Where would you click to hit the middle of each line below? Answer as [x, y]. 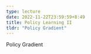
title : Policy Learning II [39, 22]
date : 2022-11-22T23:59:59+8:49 [45, 17]
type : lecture [23, 11]
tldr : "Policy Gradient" [36, 28]
